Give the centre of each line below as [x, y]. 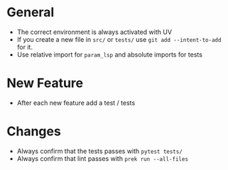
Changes [34, 131]
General [31, 12]
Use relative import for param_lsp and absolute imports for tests [110, 55]
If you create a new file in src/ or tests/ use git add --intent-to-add [119, 39]
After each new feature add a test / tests [76, 103]
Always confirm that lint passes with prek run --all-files [103, 158]
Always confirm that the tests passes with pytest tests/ [99, 151]
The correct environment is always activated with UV [94, 32]
